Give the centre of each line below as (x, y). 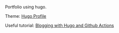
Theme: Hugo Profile (26, 16)
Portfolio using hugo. (26, 7)
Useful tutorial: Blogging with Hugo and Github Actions (59, 25)
